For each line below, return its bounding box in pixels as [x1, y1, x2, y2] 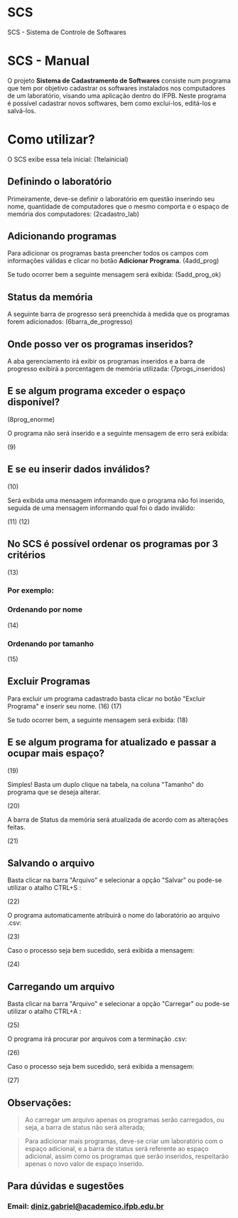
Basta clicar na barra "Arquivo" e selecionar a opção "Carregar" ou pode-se [7, 1000, 229, 1008]
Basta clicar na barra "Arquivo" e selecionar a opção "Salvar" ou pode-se [7, 876, 222, 884]
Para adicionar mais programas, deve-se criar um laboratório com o [24, 1137, 224, 1145]
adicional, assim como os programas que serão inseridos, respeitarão [24, 1152, 229, 1160]
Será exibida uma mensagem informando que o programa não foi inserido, [7, 496, 225, 504]
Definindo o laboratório [7, 176, 112, 188]
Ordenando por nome [7, 605, 83, 615]
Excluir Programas [7, 675, 91, 687]
